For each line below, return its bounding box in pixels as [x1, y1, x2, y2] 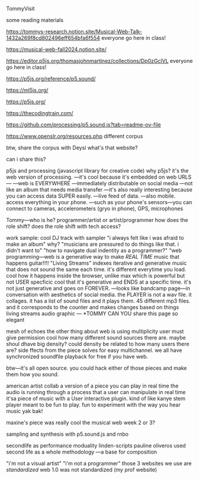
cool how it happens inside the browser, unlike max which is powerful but [6, 272, 185, 279]
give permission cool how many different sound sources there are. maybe [6, 334, 186, 341]
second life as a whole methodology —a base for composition [6, 448, 158, 455]
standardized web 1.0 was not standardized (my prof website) [6, 466, 158, 473]
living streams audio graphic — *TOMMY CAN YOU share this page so [6, 310, 178, 317]
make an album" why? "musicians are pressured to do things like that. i [6, 240, 179, 248]
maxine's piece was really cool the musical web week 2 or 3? [6, 419, 156, 426]
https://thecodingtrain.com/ [6, 110, 73, 116]
